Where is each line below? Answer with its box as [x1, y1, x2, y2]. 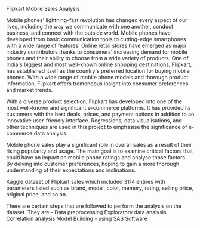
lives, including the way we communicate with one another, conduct [6, 23, 173, 30]
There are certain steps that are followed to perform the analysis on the [6, 202, 182, 209]
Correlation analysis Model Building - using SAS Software [6, 215, 147, 222]
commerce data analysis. [6, 130, 68, 137]
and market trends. [6, 87, 53, 93]
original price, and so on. [6, 191, 67, 198]
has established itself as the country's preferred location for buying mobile [6, 67, 190, 74]
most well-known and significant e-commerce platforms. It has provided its [6, 104, 191, 111]
